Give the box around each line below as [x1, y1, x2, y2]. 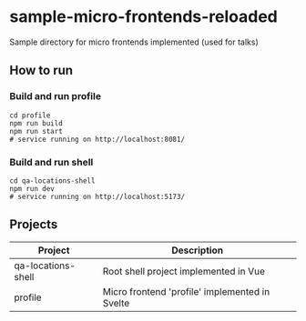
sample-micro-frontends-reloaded [9, 6, 278, 27]
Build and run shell [9, 155, 94, 168]
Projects [9, 216, 58, 233]
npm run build [9, 118, 64, 128]
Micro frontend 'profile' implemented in [102, 285, 270, 297]
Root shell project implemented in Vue [102, 265, 266, 277]
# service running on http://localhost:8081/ [9, 135, 185, 144]
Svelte [102, 296, 130, 309]
